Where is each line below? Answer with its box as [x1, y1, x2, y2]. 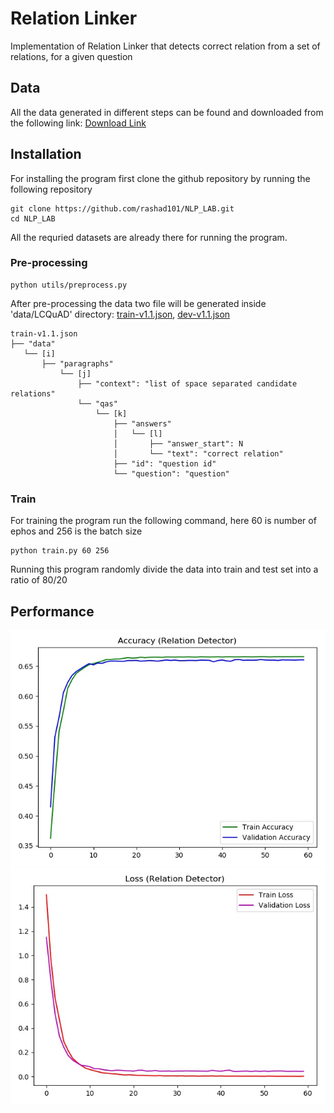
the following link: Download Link [10, 117, 147, 129]
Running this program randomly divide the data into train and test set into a [10, 563, 319, 576]
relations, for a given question [10, 50, 133, 62]
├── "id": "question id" [113, 458, 217, 469]
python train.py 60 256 [10, 546, 110, 556]
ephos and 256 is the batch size [10, 525, 143, 537]
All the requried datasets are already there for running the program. [10, 231, 288, 243]
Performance [10, 603, 95, 620]
